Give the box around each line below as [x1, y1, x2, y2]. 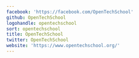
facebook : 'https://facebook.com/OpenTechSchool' [6, 8, 134, 15]
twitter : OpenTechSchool [6, 37, 69, 43]
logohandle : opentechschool [6, 20, 77, 26]
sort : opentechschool [6, 25, 61, 32]
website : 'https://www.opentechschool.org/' [6, 43, 120, 49]
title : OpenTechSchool [6, 31, 63, 37]
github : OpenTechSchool [6, 14, 66, 21]
